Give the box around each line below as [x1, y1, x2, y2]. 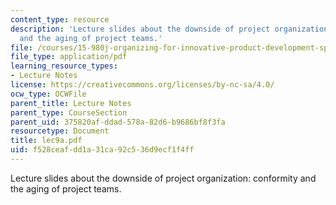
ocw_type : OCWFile [10, 89, 87, 99]
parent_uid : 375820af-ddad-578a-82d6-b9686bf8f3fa [10, 117, 226, 127]
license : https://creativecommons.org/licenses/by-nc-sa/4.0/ [10, 80, 275, 90]
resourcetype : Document [10, 126, 110, 136]
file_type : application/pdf [10, 52, 128, 62]
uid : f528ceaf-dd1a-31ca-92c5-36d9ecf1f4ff [10, 145, 195, 155]
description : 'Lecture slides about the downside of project [10, 24, 271, 34]
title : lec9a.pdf [10, 136, 83, 146]
